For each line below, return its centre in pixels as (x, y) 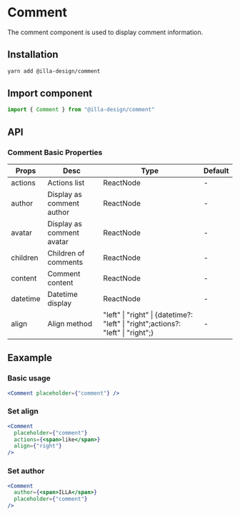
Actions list (66, 183)
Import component (50, 93)
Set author (26, 471)
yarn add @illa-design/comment (54, 71)
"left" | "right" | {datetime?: (148, 315)
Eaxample (30, 358)
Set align (23, 411)
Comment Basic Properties (55, 152)
